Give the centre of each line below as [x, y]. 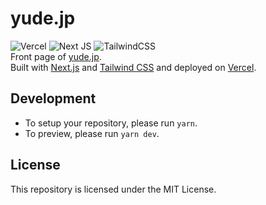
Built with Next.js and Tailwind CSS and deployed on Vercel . [133, 67]
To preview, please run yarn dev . [92, 133]
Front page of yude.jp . [56, 56]
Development [53, 98]
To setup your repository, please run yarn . [111, 123]
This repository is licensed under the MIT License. [113, 189]
